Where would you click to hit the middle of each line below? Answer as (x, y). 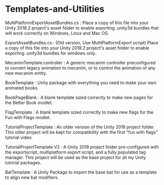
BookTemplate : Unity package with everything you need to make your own (81, 83)
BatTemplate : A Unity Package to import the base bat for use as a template (81, 172)
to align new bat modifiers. (32, 177)
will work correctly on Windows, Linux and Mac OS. (57, 33)
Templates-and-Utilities (55, 9)
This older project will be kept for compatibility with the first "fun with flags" (82, 132)
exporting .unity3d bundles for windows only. (51, 53)
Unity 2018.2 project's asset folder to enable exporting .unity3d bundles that (82, 28)
